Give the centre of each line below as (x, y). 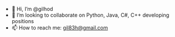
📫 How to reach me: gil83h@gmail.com (60, 28)
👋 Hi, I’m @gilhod (32, 9)
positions (23, 21)
